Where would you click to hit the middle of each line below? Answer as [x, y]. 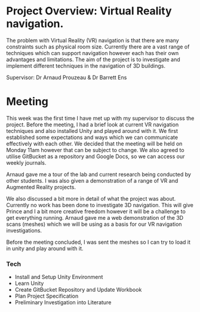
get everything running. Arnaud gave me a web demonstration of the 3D [95, 217]
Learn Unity [29, 283]
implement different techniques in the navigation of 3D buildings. [86, 66]
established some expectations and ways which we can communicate [92, 137]
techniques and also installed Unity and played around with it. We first [92, 131]
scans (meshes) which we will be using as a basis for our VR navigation [94, 224]
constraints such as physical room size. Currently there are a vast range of [98, 47]
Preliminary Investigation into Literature [63, 302]
